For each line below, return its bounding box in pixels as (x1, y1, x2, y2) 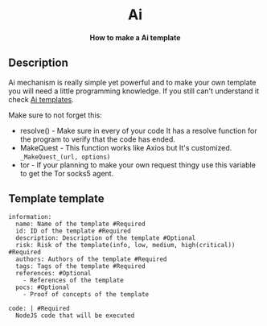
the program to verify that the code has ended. (19, 134, 175, 144)
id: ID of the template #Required (15, 227, 131, 235)
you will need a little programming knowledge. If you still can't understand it (8, 86, 260, 96)
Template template (8, 192, 105, 205)
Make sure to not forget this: (8, 110, 102, 120)
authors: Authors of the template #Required (15, 255, 167, 263)
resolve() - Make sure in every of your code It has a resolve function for (19, 126, 257, 135)
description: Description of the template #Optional (15, 234, 196, 242)
